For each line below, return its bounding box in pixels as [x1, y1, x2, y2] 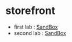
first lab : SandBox [13, 23, 58, 30]
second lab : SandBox [13, 29, 66, 36]
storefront [5, 4, 56, 17]
